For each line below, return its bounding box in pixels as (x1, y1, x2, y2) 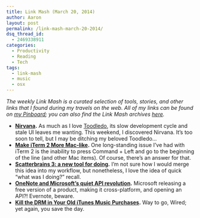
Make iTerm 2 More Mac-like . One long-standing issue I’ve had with (14, 142, 185, 148)
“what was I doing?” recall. (14, 174, 81, 180)
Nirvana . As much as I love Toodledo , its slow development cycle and (14, 123, 188, 129)
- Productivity (11, 48, 50, 54)
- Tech (11, 59, 28, 65)
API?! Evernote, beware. (14, 193, 75, 199)
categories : (6, 43, 36, 49)
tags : (6, 64, 20, 71)
